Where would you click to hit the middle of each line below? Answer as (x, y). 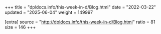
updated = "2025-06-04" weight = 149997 (49, 12)
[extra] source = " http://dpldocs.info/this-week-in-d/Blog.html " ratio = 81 (80, 22)
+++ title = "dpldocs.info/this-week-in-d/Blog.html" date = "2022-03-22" (80, 7)
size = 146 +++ (20, 27)
